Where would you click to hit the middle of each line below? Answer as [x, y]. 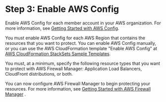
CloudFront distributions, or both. [39, 74]
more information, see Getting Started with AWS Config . [62, 28]
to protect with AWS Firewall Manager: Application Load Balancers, [74, 69]
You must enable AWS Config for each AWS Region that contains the [75, 38]
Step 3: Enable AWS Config [62, 9]
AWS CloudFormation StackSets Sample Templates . [58, 54]
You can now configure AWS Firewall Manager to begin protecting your [78, 84]
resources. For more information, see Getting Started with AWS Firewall [78, 89]
